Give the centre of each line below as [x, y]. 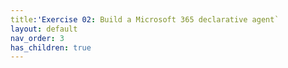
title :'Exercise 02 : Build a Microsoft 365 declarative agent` [145, 19]
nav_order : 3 [37, 38]
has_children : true [51, 47]
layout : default [44, 29]
